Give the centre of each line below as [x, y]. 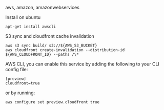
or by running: [20, 93]
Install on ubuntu [23, 17]
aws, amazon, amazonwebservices [42, 7]
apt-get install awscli [31, 27]
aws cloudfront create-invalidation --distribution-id [65, 50]
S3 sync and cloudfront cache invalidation [50, 36]
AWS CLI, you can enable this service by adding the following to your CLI [83, 64]
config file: [17, 69]
